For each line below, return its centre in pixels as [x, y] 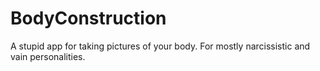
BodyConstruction [88, 18]
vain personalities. [48, 56]
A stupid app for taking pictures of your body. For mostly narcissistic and [160, 46]
